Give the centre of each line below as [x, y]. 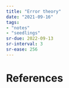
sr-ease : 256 [22, 50]
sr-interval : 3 [25, 44]
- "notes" [18, 28]
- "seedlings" [23, 33]
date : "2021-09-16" [30, 17]
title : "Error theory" [34, 11]
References [34, 78]
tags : [13, 22]
